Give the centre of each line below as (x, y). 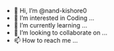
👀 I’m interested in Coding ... (54, 18)
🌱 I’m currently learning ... (50, 25)
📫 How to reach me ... (46, 40)
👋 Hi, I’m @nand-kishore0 (50, 11)
